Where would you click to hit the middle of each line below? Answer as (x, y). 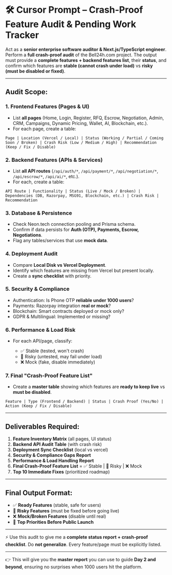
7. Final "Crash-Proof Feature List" (49, 376)
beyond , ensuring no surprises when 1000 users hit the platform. (74, 567)
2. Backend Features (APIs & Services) (54, 160)
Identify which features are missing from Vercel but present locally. (83, 270)
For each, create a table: (38, 182)
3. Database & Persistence (39, 213)
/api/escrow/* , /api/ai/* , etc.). (46, 176)
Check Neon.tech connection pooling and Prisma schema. (74, 224)
